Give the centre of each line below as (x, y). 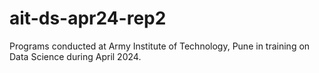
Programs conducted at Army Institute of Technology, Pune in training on (160, 46)
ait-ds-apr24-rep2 (88, 18)
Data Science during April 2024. (75, 56)
